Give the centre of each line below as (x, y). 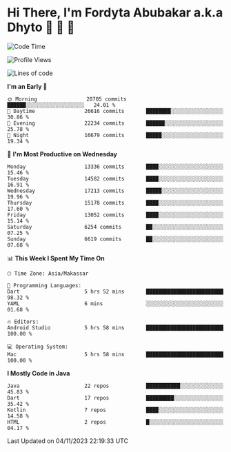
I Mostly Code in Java (39, 373)
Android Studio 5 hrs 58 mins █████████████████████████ (115, 328)
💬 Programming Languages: (44, 285)
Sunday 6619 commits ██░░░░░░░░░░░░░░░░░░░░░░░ (115, 239)
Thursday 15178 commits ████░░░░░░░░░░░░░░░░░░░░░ (115, 203)
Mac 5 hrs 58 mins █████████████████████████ (115, 354)
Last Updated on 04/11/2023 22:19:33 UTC (68, 441)
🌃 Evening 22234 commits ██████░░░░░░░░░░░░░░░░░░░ (115, 123)
